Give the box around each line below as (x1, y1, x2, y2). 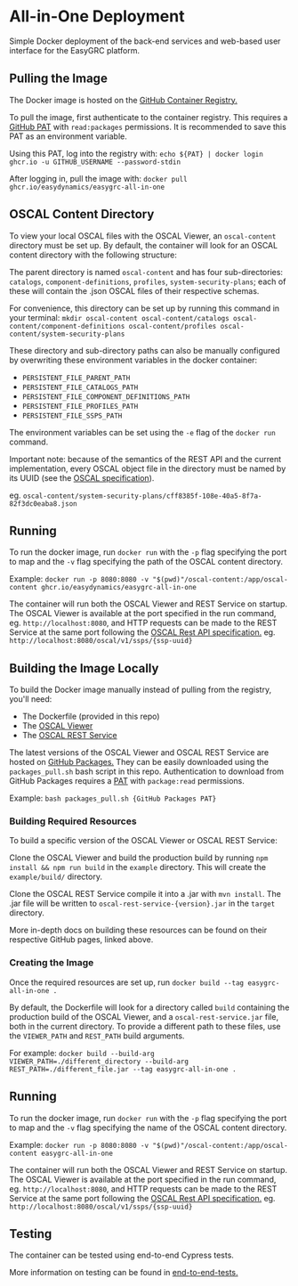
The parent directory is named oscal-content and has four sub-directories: (9, 266, 283, 277)
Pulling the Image (9, 71, 109, 86)
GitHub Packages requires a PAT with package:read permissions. (9, 776, 245, 786)
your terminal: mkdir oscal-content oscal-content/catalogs (9, 312, 230, 322)
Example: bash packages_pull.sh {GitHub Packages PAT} (9, 793, 217, 803)
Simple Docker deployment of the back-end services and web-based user (9, 36, 281, 46)
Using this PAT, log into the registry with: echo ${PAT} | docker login (9, 148, 264, 159)
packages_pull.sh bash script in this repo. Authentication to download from (9, 766, 285, 777)
